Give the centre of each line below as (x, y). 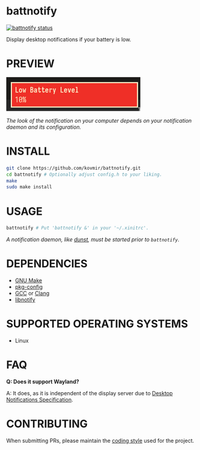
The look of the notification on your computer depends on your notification (99, 120)
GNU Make (29, 280)
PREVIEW (31, 64)
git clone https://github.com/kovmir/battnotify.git (74, 168)
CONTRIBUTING (47, 424)
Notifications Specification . (40, 399)
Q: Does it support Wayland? (43, 381)
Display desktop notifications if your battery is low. (69, 39)
